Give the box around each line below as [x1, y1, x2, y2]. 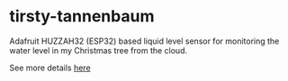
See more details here [9, 62, 92, 73]
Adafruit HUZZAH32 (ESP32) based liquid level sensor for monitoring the [9, 36, 280, 46]
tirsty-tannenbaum [9, 6, 155, 27]
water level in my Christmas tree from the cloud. [9, 45, 188, 55]
